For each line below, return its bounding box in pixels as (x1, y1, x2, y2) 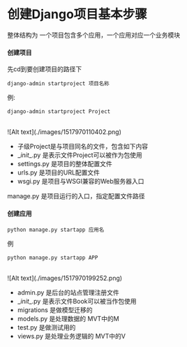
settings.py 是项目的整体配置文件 (17, 160, 113, 168)
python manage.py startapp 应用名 (7, 226, 105, 234)
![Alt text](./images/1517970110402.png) (7, 128, 122, 136)
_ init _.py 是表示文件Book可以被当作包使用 (17, 297, 137, 306)
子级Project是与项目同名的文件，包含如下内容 (17, 142, 149, 151)
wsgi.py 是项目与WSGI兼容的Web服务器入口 (17, 177, 144, 186)
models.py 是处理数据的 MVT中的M (17, 315, 120, 323)
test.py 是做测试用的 (17, 323, 76, 332)
